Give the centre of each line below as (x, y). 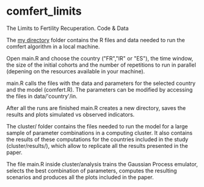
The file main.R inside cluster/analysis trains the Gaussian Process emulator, (102, 164)
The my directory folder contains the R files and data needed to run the (96, 40)
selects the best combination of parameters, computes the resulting (92, 170)
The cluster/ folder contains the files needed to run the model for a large (97, 126)
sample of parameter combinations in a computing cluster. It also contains (100, 133)
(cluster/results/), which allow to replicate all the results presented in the (97, 145)
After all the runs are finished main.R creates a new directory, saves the (96, 108)
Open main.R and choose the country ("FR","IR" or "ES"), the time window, (100, 58)
